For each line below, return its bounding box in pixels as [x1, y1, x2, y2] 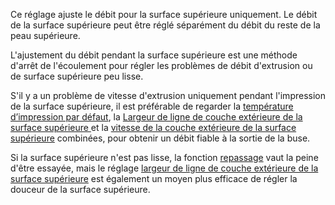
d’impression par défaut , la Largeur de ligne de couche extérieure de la [10, 111, 303, 123]
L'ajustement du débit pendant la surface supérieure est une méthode [10, 49, 298, 61]
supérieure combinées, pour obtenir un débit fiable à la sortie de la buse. [10, 132, 311, 144]
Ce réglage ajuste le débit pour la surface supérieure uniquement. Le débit [10, 9, 318, 20]
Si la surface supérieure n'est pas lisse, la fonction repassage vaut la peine [10, 152, 319, 163]
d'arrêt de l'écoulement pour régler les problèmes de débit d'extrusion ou [10, 60, 313, 71]
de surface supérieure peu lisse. [10, 70, 144, 82]
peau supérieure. [10, 30, 81, 41]
